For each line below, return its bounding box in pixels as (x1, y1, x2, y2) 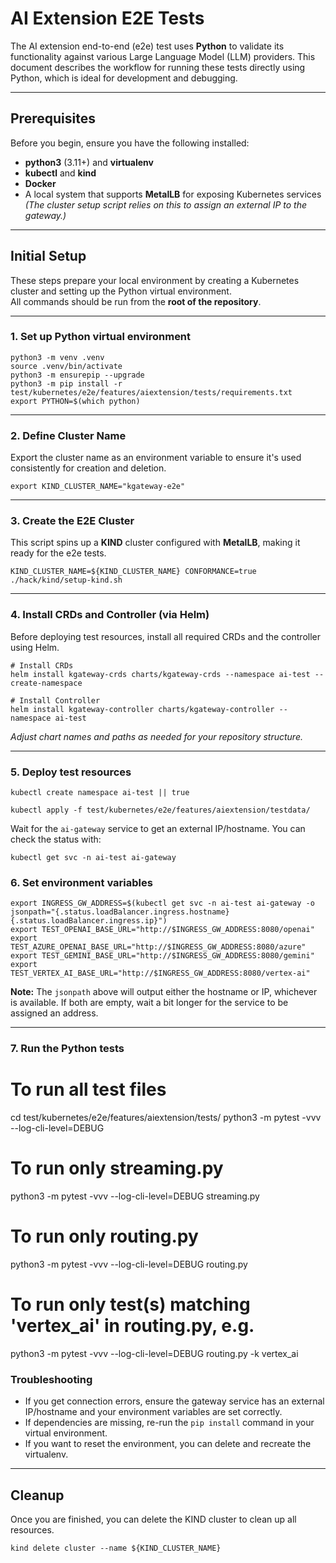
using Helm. (10, 641, 60, 653)
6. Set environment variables (10, 875, 153, 889)
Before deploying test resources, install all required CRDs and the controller (10, 630, 322, 642)
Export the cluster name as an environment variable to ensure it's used (10, 452, 302, 464)
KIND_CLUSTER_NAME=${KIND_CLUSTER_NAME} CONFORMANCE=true (10, 567, 257, 577)
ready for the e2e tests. (10, 547, 107, 559)
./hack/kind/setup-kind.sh (10, 575, 123, 586)
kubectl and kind (24, 167, 97, 179)
